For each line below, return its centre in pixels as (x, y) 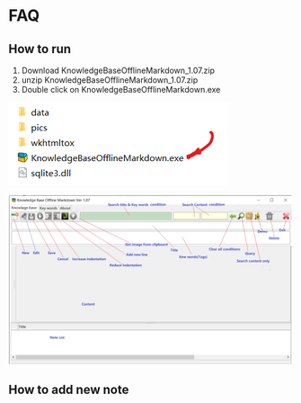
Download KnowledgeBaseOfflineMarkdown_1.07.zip (118, 70)
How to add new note (69, 389)
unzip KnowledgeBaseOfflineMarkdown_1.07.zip (110, 80)
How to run (40, 49)
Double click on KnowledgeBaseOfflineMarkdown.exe (121, 90)
